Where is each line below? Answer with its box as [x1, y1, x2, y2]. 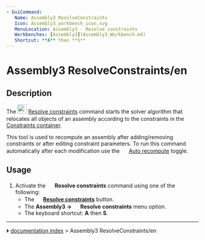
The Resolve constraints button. [24, 195, 114, 203]
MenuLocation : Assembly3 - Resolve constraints [14, 26, 138, 32]
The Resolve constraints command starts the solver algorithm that [6, 108, 183, 115]
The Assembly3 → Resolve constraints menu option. [24, 203, 167, 210]
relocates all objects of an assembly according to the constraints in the [6, 115, 184, 122]
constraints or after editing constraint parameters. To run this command [6, 140, 186, 147]
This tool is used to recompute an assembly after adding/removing [6, 134, 174, 140]
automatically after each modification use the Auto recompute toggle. [6, 147, 189, 155]
